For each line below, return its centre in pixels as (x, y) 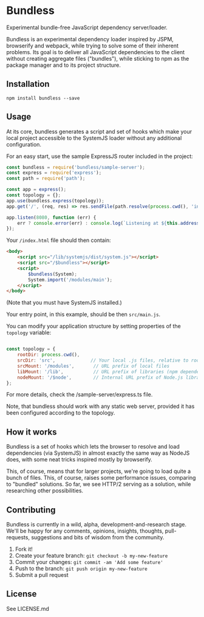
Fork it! (24, 549)
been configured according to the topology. (61, 413)
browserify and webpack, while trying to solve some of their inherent (93, 46)
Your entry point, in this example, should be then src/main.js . (83, 314)
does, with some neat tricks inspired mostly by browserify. (80, 460)
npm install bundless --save (43, 98)
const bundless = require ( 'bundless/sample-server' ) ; (76, 167)
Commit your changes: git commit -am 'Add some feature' (89, 562)
